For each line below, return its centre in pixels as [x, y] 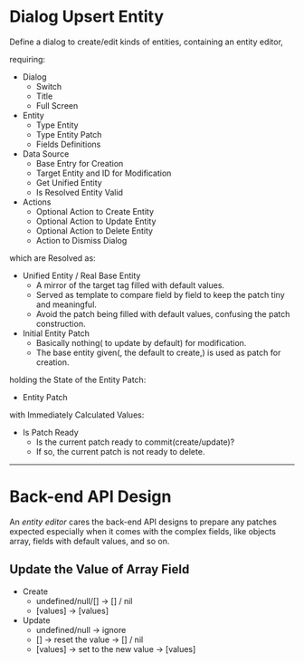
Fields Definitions [68, 144]
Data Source [46, 154]
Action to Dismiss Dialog [81, 240]
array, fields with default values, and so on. [90, 541]
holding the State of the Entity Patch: [78, 380]
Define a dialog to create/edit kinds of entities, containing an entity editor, [146, 42]
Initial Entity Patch [56, 333]
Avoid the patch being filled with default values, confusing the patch [163, 313]
